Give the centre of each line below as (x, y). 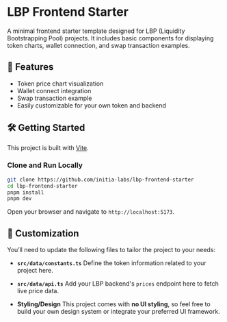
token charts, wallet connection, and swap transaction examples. (98, 45)
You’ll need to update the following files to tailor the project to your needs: (111, 250)
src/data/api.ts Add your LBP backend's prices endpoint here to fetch (118, 284)
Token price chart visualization (60, 84)
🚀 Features (30, 67)
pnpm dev (19, 199)
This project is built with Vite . (48, 147)
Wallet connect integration (54, 90)
